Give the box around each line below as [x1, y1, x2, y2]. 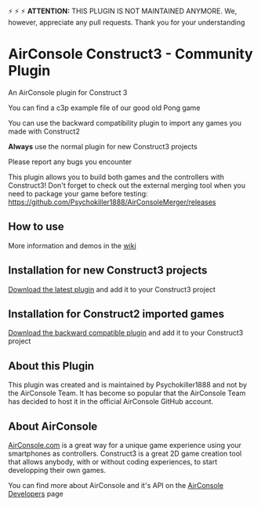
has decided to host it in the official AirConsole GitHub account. [8, 397, 214, 406]
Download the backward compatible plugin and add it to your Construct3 [8, 328, 244, 338]
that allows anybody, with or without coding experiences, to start [8, 457, 218, 466]
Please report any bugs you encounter [8, 156, 132, 167]
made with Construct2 [8, 126, 80, 136]
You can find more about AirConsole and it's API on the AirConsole [8, 481, 224, 489]
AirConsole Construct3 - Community [8, 46, 253, 63]
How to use [8, 220, 64, 233]
